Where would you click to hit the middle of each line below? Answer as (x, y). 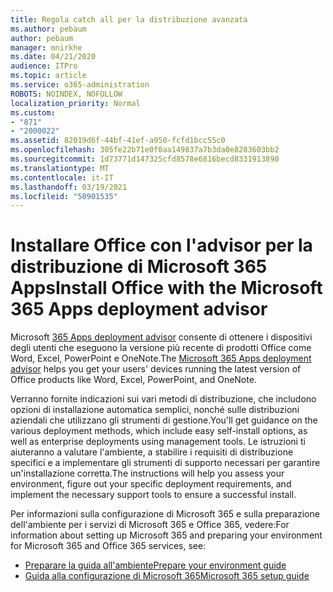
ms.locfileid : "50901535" (64, 196)
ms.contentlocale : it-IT (62, 177)
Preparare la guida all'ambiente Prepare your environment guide (155, 565)
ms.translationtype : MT (60, 168)
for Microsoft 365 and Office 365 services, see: (108, 546)
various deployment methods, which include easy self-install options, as (159, 431)
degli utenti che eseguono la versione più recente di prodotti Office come (161, 348)
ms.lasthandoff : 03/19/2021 (69, 187)
